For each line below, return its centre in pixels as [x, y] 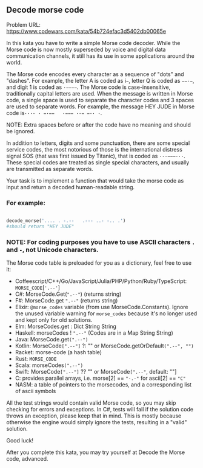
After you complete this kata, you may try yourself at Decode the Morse [96, 452]
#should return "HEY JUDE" [40, 226]
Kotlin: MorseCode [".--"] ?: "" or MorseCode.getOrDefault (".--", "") [104, 346]
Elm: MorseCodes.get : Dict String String [66, 327]
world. [14, 62]
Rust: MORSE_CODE [36, 359]
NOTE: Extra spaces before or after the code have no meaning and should [98, 125]
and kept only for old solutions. [54, 320]
